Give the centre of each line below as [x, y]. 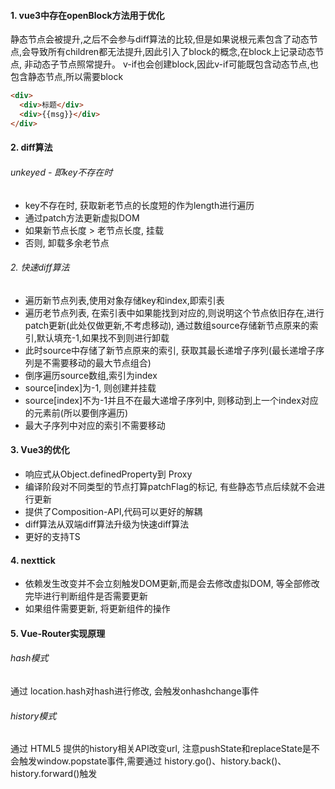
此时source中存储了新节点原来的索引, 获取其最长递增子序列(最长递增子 [170, 350]
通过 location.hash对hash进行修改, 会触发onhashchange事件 [135, 691]
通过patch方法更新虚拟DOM [82, 217]
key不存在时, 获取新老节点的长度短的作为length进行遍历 [139, 205]
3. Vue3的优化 [40, 450]
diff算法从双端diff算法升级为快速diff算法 [107, 524]
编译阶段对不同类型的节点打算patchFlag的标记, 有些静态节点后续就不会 [170, 486]
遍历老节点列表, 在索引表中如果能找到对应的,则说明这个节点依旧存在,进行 [174, 312]
